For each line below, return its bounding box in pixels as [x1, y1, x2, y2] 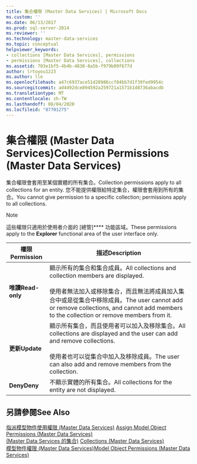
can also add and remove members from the [49, 360, 172, 369]
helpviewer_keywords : [6, 47, 59, 53]
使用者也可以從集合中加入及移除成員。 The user [49, 353, 180, 361]
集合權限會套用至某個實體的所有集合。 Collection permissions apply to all [6, 179, 182, 186]
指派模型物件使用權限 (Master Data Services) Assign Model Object [6, 424, 167, 431]
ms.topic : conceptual [6, 42, 59, 47]
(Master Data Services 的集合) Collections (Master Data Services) [6, 438, 164, 445]
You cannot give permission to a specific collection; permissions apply [16, 194, 186, 201]
